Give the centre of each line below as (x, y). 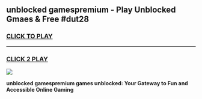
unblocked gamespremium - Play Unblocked (91, 10)
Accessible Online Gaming (40, 89)
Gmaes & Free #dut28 (47, 19)
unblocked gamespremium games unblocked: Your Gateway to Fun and (97, 83)
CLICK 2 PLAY (27, 59)
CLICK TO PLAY (29, 37)
